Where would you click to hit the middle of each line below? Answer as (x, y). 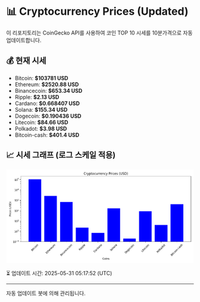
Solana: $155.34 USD (41, 109)
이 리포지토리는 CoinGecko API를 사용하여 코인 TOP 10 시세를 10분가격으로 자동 (99, 33)
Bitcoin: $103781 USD (41, 78)
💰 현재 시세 (26, 61)
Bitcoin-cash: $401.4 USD (47, 135)
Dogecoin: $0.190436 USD (48, 116)
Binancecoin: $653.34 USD (49, 90)
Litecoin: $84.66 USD (41, 122)
